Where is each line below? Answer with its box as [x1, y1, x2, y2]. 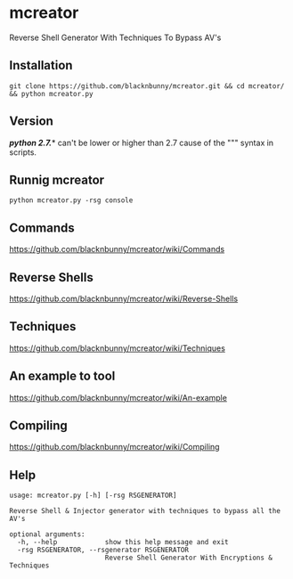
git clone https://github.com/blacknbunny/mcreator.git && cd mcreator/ [9, 81, 285, 91]
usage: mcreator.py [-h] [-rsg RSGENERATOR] [9, 491, 177, 501]
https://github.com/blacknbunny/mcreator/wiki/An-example [9, 392, 227, 403]
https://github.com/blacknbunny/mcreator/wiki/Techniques [9, 342, 225, 354]
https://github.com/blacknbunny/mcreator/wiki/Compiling [9, 442, 220, 453]
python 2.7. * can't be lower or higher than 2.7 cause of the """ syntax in [9, 137, 274, 148]
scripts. [9, 146, 37, 158]
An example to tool [9, 369, 116, 384]
